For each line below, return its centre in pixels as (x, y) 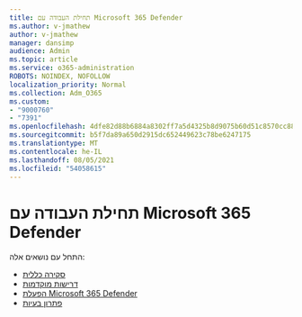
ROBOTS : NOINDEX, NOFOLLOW (60, 77)
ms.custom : (30, 101)
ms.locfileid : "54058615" (58, 168)
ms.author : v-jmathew (50, 26)
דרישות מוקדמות (50, 284)
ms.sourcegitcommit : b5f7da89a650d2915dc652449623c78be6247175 (130, 135)
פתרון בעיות (42, 303)
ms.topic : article (44, 59)
